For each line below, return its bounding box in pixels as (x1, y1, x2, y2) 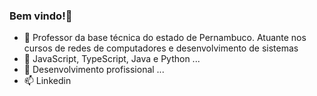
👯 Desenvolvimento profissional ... (23, 64, 165, 76)
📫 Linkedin (23, 75, 72, 87)
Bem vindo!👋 (9, 9, 73, 23)
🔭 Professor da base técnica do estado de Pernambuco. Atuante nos (23, 32, 307, 44)
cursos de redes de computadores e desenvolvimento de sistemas (23, 42, 299, 54)
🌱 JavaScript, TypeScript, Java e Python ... (23, 53, 201, 65)
